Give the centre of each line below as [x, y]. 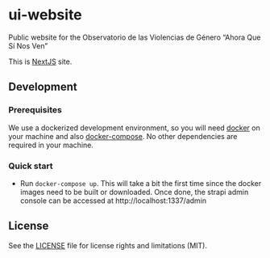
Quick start [31, 166]
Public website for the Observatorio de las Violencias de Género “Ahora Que [135, 37]
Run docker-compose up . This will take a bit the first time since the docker [141, 183]
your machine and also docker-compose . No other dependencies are [123, 136]
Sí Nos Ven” [28, 45]
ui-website [45, 15]
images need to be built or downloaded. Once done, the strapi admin [134, 192]
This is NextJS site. [40, 61]
